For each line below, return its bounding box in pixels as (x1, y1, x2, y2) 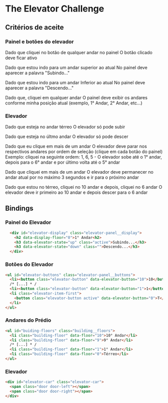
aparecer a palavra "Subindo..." (5, 70, 70, 76)
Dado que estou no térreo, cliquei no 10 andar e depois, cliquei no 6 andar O (5, 184, 162, 190)
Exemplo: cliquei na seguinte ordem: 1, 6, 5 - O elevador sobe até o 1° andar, (5, 154, 162, 160)
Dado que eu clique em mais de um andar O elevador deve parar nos (5, 144, 147, 150)
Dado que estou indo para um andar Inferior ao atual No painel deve (5, 79, 145, 85)
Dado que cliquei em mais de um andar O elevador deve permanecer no (5, 169, 153, 175)
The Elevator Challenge (5, 3, 104, 15)
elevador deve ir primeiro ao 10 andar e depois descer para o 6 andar (5, 189, 148, 196)
